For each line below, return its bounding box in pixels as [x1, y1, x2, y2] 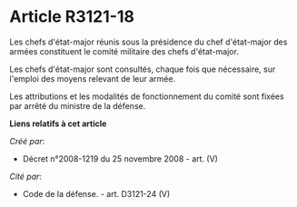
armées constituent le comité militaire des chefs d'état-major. [9, 45, 239, 56]
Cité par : [9, 171, 43, 182]
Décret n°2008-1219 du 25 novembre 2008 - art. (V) [22, 153, 218, 164]
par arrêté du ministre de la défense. [9, 100, 146, 111]
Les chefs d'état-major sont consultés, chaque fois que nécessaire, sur [9, 64, 276, 74]
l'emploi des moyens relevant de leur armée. [9, 73, 175, 84]
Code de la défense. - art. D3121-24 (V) [22, 188, 171, 199]
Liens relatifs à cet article [9, 118, 107, 129]
